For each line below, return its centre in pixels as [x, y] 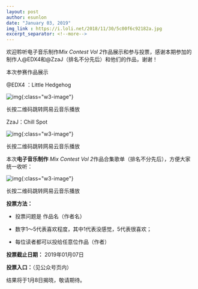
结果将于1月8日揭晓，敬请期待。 [46, 280]
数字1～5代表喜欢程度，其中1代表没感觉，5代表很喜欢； [83, 229]
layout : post [22, 12]
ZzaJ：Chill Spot [27, 122]
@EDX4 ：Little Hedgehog [39, 85]
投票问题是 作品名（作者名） [50, 216]
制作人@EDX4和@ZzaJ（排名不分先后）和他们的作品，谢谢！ [82, 59]
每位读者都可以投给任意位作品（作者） [62, 242]
